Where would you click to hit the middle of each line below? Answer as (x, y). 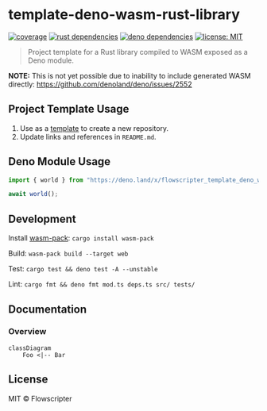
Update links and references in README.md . (88, 136)
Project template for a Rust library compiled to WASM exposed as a (137, 52)
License (28, 380)
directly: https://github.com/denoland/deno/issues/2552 (100, 84)
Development (43, 219)
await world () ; (33, 194)
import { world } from (46, 180)
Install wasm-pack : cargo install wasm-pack (81, 238)
